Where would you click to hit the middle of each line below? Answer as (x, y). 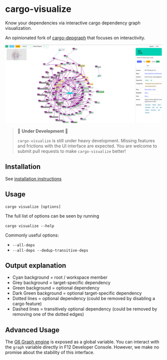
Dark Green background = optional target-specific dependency (77, 293)
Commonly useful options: (32, 235)
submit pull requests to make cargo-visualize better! (72, 151)
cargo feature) (27, 304)
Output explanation (36, 266)
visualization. (19, 28)
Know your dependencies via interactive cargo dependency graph (73, 23)
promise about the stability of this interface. (50, 353)
